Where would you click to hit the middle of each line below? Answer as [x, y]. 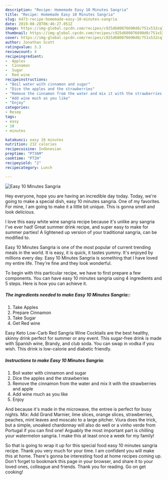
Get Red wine [26, 323]
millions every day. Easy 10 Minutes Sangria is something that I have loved [81, 257]
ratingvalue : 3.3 [23, 47]
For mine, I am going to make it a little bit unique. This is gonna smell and [80, 206]
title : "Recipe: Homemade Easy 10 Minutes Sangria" [60, 14]
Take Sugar [24, 318]
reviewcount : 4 [21, 51]
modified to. [17, 237]
